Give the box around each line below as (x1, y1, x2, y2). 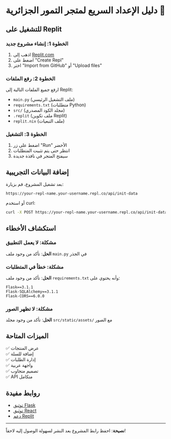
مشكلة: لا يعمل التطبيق (6, 239, 56, 246)
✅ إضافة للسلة (6, 351, 34, 357)
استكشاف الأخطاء (6, 224, 56, 233)
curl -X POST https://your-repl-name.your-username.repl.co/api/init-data (6, 210, 167, 215)
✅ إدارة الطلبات (6, 357, 36, 363)
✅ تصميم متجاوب (6, 368, 39, 374)
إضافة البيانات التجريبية (6, 168, 69, 176)
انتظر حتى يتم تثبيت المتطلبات (13, 147, 70, 154)
